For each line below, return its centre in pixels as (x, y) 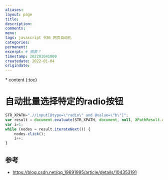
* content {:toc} (21, 80)
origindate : (17, 65)
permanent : (16, 47)
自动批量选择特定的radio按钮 (64, 102)
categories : (17, 42)
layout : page (19, 14)
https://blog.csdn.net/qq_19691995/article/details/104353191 (74, 172)
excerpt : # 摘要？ (23, 51)
